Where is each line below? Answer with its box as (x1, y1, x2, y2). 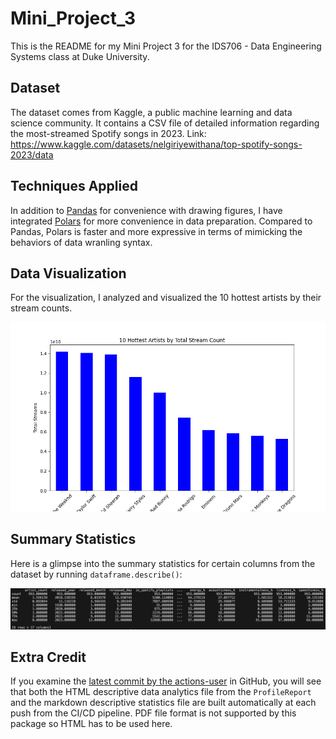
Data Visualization (10, 265, 127, 282)
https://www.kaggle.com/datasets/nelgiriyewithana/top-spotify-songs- (10, 138, 303, 150)
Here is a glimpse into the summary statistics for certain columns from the (10, 557, 316, 569)
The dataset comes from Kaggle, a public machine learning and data (10, 106, 293, 118)
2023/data (10, 148, 54, 161)
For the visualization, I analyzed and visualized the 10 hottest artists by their (10, 292, 322, 304)
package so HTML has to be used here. (10, 718, 173, 730)
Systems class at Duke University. (10, 50, 150, 62)
